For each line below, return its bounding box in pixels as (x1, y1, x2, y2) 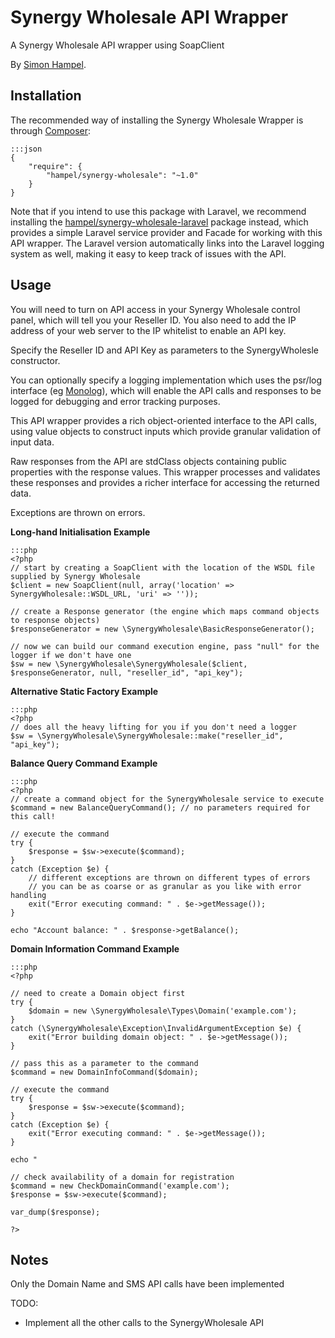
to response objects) (10, 615, 101, 625)
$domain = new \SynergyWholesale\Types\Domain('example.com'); (28, 1006, 298, 1016)
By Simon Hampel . (10, 58, 87, 70)
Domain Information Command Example (10, 942, 180, 955)
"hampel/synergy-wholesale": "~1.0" (46, 170, 199, 180)
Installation (10, 87, 82, 105)
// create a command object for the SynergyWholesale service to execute (10, 794, 325, 804)
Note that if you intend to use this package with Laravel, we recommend (10, 205, 307, 217)
